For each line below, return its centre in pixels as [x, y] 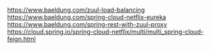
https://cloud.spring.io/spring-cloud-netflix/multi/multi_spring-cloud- [105, 32]
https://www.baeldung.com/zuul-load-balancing [76, 10]
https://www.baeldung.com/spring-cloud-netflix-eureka [87, 17]
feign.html [21, 39]
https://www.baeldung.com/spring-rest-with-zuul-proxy [87, 24]
